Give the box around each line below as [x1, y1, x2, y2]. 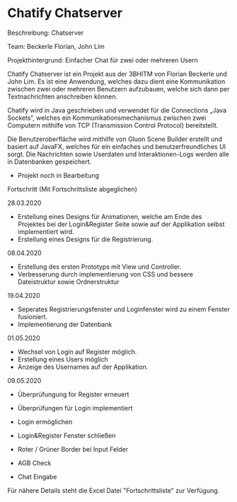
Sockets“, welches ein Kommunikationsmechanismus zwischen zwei [7, 113, 207, 122]
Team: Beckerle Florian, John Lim [7, 42, 105, 50]
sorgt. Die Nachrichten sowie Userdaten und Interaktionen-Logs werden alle [7, 150, 230, 158]
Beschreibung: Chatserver [7, 28, 84, 37]
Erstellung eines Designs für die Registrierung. [17, 235, 154, 243]
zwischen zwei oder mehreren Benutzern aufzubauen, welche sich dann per [7, 84, 230, 93]
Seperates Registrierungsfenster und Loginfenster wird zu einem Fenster [17, 305, 230, 313]
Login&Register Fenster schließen [17, 431, 116, 440]
